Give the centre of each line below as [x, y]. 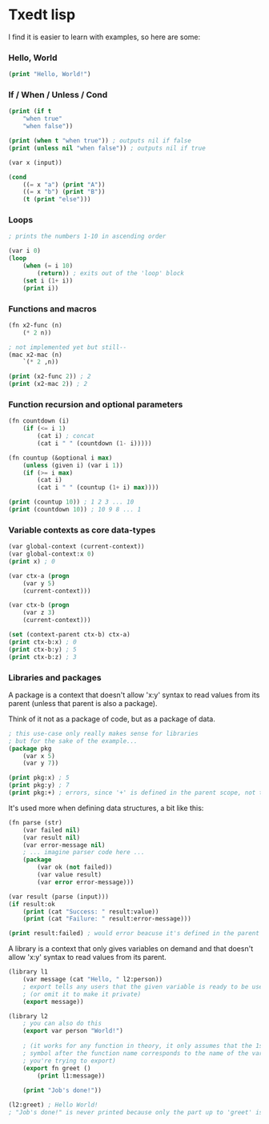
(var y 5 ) [39, 583]
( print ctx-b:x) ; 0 [43, 642]
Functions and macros [53, 308]
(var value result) [70, 875]
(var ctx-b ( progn [39, 605]
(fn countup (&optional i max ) [60, 458]
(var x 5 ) [39, 756]
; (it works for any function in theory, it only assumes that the [137, 1046]
